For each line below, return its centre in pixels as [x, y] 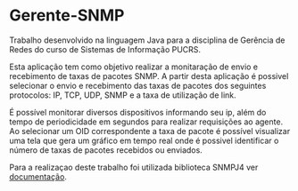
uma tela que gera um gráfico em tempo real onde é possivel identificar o [144, 140]
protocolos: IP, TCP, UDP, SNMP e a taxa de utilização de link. [123, 95]
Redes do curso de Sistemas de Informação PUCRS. [105, 49]
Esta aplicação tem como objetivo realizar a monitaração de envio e [134, 67]
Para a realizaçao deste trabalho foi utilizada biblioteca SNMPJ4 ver [134, 167]
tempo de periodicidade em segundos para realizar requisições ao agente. [146, 122]
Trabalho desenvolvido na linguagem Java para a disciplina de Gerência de [147, 40]
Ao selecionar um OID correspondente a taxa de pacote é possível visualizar [150, 131]
